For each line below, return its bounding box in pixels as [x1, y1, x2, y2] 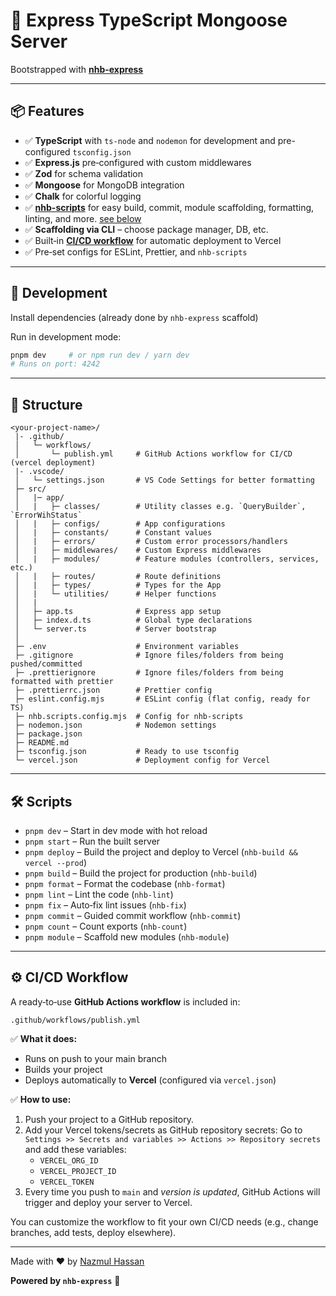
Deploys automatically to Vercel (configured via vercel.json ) [24, 1074, 277, 1086]
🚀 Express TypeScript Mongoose [10, 9, 288, 32]
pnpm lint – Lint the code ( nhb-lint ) [24, 888, 174, 900]
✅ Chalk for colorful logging [24, 190, 142, 202]
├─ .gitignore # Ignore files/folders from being [14, 650, 284, 661]
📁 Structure [10, 396, 83, 413]
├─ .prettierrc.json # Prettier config [14, 685, 213, 696]
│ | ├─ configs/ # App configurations [14, 519, 226, 529]
